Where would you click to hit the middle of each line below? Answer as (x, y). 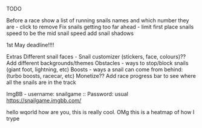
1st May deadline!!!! (30, 45)
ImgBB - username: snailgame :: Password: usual (67, 94)
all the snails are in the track (41, 82)
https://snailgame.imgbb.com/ (44, 100)
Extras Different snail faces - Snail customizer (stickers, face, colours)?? (96, 56)
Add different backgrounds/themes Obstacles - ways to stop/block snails (97, 63)
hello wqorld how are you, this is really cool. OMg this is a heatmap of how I (100, 112)
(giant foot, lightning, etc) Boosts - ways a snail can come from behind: (95, 69)
